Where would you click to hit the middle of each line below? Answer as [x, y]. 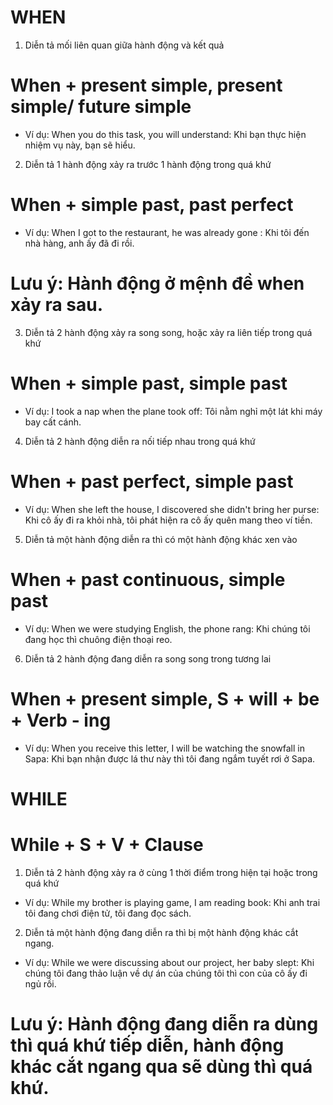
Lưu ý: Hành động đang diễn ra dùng [164, 1023]
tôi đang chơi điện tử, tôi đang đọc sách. [108, 913]
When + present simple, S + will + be [165, 698]
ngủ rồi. [40, 983]
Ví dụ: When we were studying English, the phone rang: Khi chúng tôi [167, 628]
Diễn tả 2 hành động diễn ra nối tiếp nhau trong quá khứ [140, 441]
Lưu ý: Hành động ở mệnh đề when [157, 283]
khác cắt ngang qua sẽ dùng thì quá [161, 1066]
